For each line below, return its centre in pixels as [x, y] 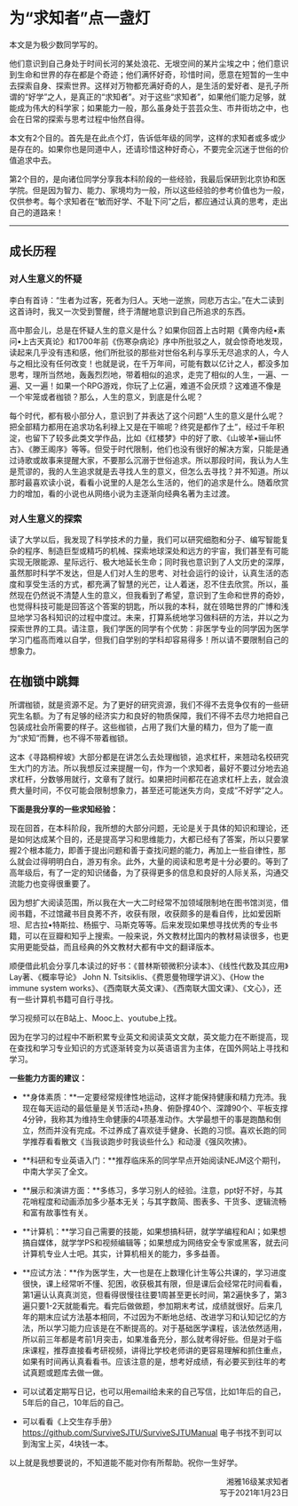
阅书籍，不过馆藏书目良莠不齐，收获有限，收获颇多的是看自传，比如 [133, 913]
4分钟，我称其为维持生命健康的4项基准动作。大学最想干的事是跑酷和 [147, 1119]
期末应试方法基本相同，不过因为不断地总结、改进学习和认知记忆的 [158, 1317]
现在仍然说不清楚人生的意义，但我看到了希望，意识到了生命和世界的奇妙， [153, 595]
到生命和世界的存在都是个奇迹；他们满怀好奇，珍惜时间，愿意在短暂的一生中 [149, 74]
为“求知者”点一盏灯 [80, 18]
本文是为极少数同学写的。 [56, 44]
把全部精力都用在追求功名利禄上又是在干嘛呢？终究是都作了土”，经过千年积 [147, 427]
